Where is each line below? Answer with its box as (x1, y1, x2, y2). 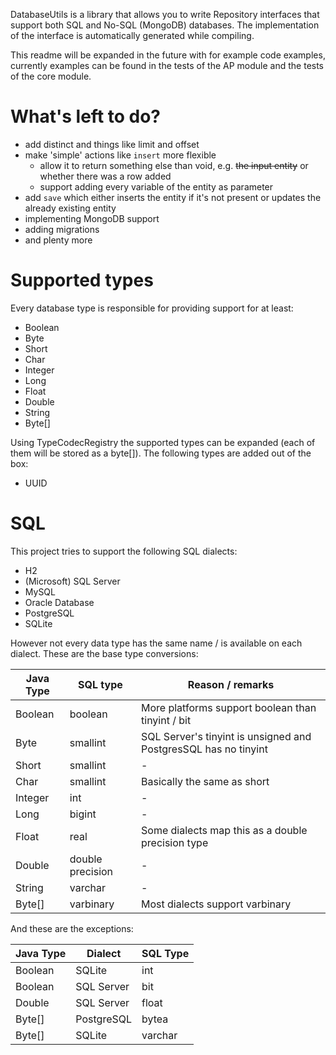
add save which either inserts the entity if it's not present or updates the (24, 191, 322, 203)
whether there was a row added (39, 170, 172, 182)
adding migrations (24, 223, 100, 235)
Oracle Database (24, 596, 95, 608)
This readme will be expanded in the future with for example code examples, (10, 49, 326, 61)
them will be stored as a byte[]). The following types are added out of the (10, 447, 312, 459)
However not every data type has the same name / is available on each (10, 637, 303, 649)
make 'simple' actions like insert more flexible (24, 149, 217, 161)
